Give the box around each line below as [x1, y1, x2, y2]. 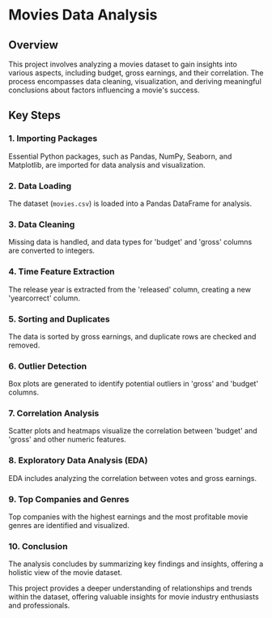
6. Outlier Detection [8, 360, 87, 372]
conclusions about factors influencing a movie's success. [8, 85, 200, 95]
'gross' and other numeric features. [8, 435, 127, 445]
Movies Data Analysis [8, 6, 158, 24]
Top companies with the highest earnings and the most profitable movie [8, 512, 249, 522]
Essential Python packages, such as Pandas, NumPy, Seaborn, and [8, 151, 232, 161]
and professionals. [8, 601, 70, 611]
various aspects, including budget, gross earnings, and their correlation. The [8, 68, 264, 78]
